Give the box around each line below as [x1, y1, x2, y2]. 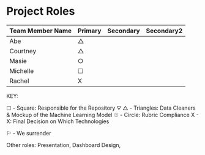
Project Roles [6, 4, 75, 18]
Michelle [9, 66, 34, 75]
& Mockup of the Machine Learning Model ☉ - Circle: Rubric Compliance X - [6, 111, 199, 118]
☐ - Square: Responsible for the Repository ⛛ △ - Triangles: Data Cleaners [6, 104, 196, 112]
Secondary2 [146, 26, 183, 35]
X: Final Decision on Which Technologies [6, 118, 110, 125]
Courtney [9, 47, 37, 55]
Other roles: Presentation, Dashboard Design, [6, 141, 121, 148]
